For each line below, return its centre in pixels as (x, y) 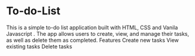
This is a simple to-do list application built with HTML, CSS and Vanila (92, 27)
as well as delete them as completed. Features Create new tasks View (92, 40)
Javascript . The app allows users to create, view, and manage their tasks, (98, 33)
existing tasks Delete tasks (39, 46)
